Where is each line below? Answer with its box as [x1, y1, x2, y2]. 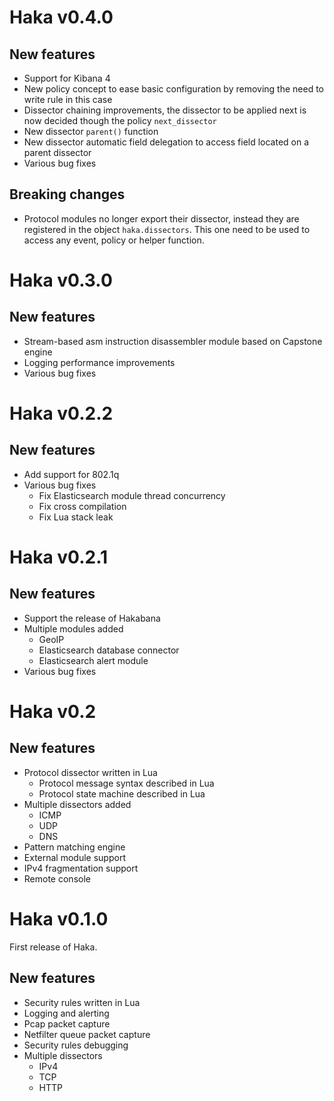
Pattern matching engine [23, 841, 126, 853]
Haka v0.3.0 [9, 269, 113, 291]
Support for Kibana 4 [23, 72, 111, 84]
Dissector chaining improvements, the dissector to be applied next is [23, 104, 307, 116]
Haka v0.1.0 [9, 908, 109, 930]
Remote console [23, 872, 91, 885]
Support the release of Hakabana [23, 612, 161, 624]
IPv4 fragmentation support [23, 862, 139, 874]
